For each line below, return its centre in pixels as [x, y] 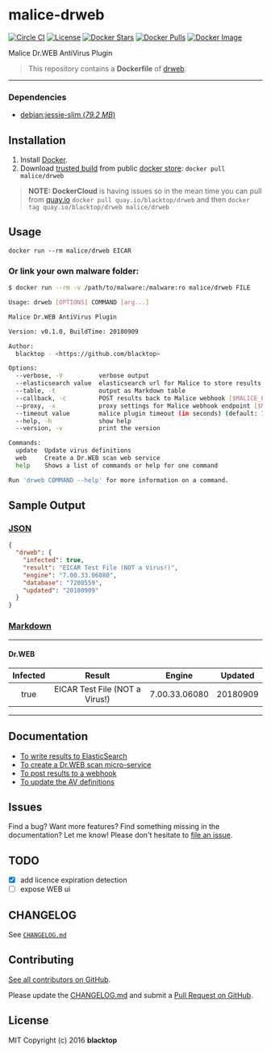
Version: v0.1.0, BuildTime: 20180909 [73, 332]
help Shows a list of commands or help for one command [117, 465]
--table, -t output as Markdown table [100, 391]
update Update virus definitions [73, 450]
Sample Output [47, 506]
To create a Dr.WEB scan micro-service [85, 764]
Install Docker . [44, 160]
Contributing [41, 960]
